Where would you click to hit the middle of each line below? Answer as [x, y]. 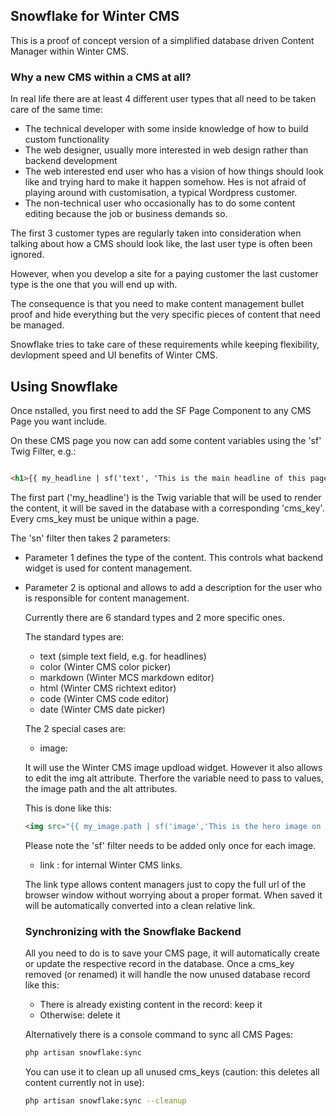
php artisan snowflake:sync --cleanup [105, 1100]
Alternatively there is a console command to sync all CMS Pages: [159, 1034]
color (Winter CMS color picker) [105, 666]
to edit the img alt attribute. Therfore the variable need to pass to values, [174, 778]
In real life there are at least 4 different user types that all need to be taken [163, 99]
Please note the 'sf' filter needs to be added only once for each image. [170, 845]
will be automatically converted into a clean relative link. [140, 905]
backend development [71, 161]
